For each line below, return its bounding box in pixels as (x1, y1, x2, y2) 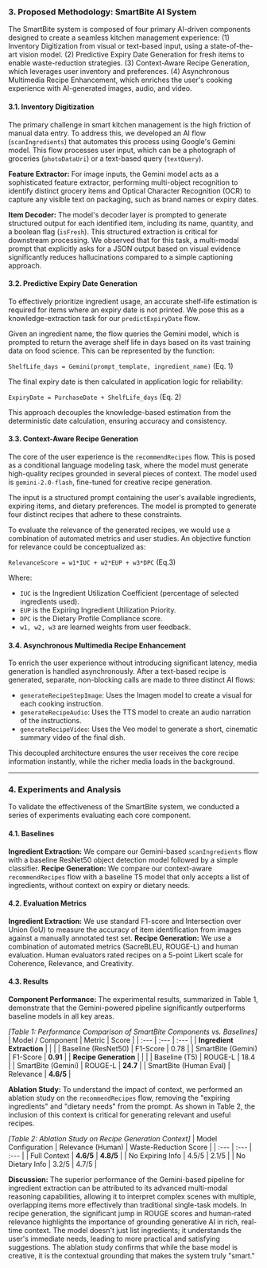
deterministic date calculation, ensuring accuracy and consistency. (8, 416, 227, 425)
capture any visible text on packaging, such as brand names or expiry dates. (8, 194, 258, 204)
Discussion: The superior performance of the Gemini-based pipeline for (8, 1175, 245, 1184)
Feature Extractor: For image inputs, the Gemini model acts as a (8, 169, 219, 178)
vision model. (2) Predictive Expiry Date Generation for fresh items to (18, 50, 245, 60)
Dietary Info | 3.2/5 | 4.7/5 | (8, 1160, 98, 1169)
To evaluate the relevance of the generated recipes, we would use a (8, 525, 230, 534)
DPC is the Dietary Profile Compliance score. (19, 613, 163, 623)
